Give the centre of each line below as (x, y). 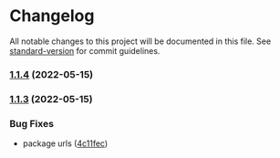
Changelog (52, 16)
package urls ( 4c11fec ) (65, 143)
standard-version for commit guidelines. (85, 50)
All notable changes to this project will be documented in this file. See (140, 41)
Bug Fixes (32, 123)
